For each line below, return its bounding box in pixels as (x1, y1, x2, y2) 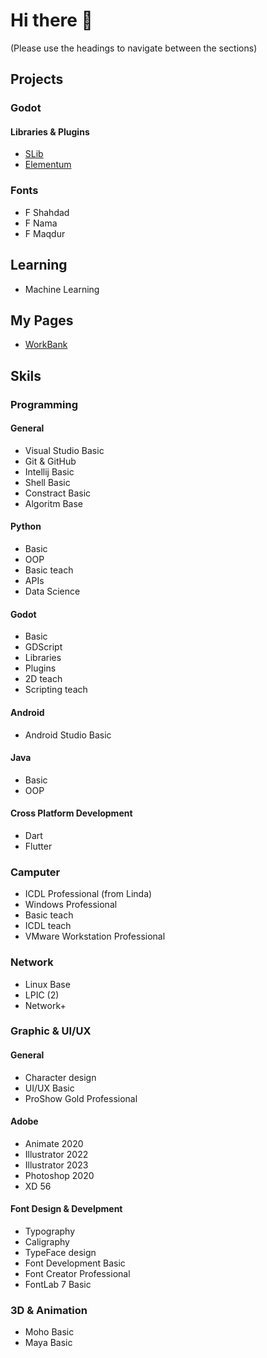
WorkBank (24, 339, 68, 351)
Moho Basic (24, 1326, 75, 1338)
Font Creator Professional (24, 1268, 131, 1280)
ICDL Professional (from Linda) (24, 888, 153, 900)
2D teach (24, 673, 63, 685)
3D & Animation (10, 1303, 88, 1317)
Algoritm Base (24, 497, 83, 509)
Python (10, 520, 42, 533)
